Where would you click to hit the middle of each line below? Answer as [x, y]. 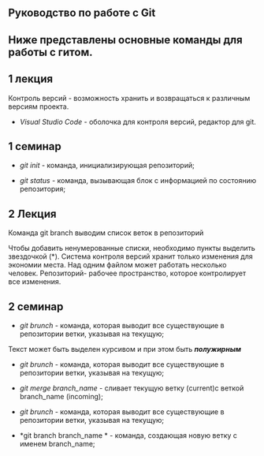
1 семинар [35, 146]
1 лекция [31, 79]
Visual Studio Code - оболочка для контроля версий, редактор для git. [138, 121]
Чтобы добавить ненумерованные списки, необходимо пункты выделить [132, 249]
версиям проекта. [39, 107]
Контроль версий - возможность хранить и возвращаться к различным [129, 98]
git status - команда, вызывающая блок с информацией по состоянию [138, 181]
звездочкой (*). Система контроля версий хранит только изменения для [131, 256]
